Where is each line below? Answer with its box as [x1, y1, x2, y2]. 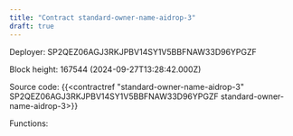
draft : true [9, 22, 54, 31]
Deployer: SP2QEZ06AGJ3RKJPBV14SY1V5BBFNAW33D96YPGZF [9, 46, 258, 57]
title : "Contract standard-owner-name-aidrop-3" [9, 13, 196, 23]
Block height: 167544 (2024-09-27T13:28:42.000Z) [9, 64, 202, 75]
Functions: [9, 118, 49, 129]
